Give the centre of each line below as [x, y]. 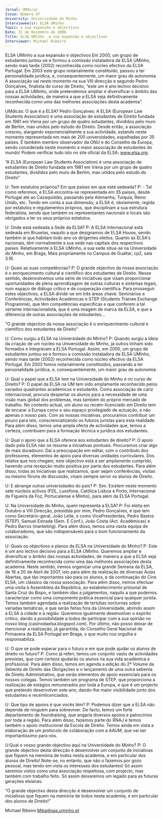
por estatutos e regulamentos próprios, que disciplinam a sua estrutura [76, 207]
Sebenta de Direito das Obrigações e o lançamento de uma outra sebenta [79, 669]
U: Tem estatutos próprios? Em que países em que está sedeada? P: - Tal [79, 187]
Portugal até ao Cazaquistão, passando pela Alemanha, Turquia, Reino [75, 197]
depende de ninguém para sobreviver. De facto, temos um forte [69, 709]
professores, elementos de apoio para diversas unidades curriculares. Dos [80, 455]
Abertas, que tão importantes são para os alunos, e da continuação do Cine [81, 577]
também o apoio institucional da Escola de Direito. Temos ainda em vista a [80, 725]
